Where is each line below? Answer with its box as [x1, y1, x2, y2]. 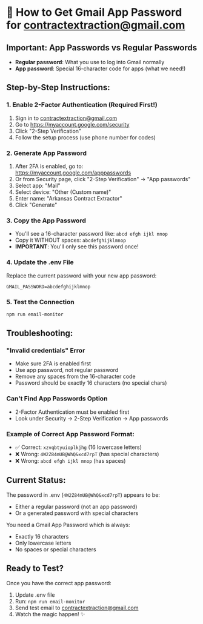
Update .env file [15, 591, 55, 599]
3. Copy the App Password [6, 216, 86, 225]
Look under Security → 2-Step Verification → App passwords [15, 414, 168, 422]
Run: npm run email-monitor [15, 597, 85, 605]
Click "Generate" [15, 201, 58, 208]
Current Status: [6, 475, 66, 485]
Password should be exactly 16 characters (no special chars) [15, 379, 167, 387]
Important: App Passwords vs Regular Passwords [6, 42, 198, 53]
